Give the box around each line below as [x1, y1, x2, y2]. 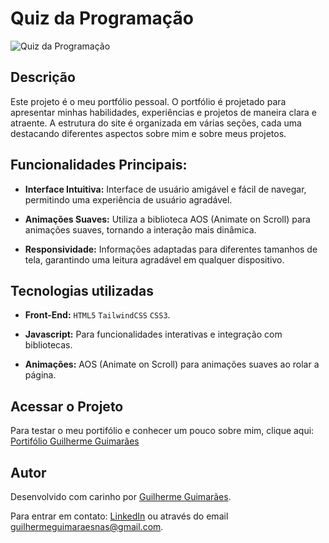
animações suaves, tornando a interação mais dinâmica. [24, 223, 257, 236]
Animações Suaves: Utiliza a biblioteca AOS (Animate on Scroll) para [24, 213, 311, 225]
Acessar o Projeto [10, 398, 124, 415]
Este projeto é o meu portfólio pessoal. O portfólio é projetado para [10, 95, 287, 107]
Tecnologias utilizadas [10, 282, 154, 299]
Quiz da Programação [10, 7, 194, 30]
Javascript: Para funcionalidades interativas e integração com [24, 328, 283, 341]
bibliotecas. [24, 339, 73, 351]
